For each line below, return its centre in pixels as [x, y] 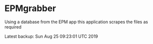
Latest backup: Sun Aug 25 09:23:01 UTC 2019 [51, 36]
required [13, 27]
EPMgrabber [30, 8]
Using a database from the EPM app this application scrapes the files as [76, 22]
